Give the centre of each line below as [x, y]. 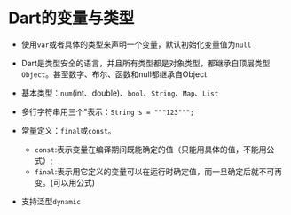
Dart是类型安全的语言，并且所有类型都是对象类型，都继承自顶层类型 [145, 63]
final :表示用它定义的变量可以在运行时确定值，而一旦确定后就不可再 [158, 171]
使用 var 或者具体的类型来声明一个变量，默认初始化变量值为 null [136, 44]
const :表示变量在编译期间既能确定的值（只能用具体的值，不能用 [150, 149]
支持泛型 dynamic [51, 201]
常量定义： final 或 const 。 [68, 130]
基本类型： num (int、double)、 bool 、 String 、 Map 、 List [120, 93]
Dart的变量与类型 [71, 18]
